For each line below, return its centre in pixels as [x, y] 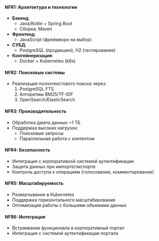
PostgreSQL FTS [37, 89]
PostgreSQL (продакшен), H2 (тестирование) [67, 50]
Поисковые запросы [41, 133]
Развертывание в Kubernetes [43, 195]
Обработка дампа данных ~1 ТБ [46, 122]
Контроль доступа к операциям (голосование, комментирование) [83, 172]
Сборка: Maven [36, 29]
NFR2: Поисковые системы [35, 72]
